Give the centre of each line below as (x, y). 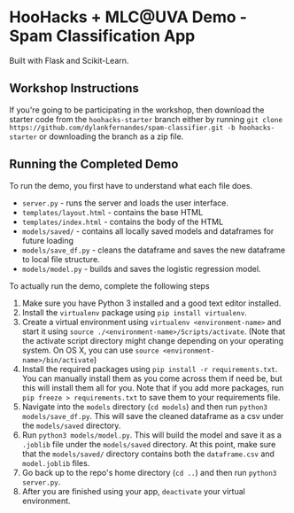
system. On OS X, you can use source (90, 350)
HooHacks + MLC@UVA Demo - (128, 17)
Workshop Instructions (74, 88)
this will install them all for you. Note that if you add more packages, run (153, 387)
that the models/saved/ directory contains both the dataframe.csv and (148, 454)
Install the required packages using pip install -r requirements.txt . (150, 369)
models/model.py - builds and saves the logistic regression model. (141, 268)
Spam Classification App (102, 36)
